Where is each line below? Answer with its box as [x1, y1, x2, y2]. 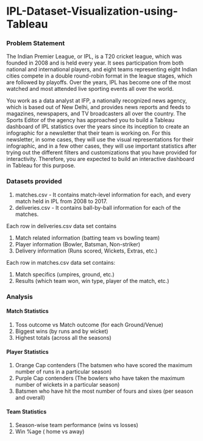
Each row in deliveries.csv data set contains [6, 222, 117, 229]
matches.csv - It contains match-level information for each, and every [15, 191, 191, 198]
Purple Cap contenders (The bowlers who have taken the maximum [15, 375, 185, 382]
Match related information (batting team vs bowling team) [15, 234, 160, 242]
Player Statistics [6, 348, 49, 355]
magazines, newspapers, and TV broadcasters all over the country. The [6, 110, 187, 117]
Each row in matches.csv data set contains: [6, 259, 116, 266]
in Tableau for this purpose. [6, 162, 76, 169]
